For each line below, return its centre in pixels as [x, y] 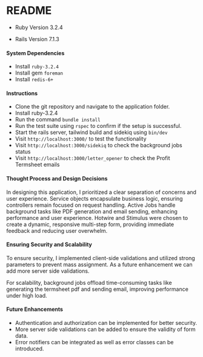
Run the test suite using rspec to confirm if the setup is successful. [98, 126]
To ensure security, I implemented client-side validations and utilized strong [101, 258]
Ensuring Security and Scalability [49, 245]
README [29, 11]
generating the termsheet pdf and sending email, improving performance [98, 289]
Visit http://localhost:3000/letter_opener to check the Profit [92, 158]
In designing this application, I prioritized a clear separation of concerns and [101, 192]
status [23, 152]
